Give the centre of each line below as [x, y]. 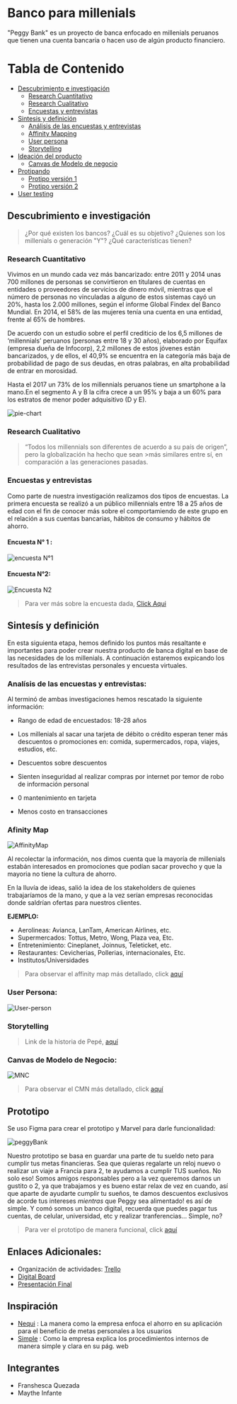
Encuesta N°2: [29, 574]
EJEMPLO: [23, 917]
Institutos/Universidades [53, 960]
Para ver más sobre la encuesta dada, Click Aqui [95, 603]
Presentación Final [45, 1284]
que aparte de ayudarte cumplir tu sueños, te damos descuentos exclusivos [118, 1194]
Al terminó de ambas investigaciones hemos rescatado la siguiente [105, 700]
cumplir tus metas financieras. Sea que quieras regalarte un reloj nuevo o [114, 1163]
